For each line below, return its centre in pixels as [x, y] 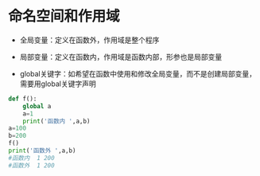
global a [37, 106]
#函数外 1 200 [31, 165]
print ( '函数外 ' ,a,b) [42, 151]
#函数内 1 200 [31, 158]
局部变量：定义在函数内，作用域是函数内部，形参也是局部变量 [121, 57]
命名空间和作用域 [64, 16]
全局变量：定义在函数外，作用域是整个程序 [89, 40]
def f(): [23, 99]
